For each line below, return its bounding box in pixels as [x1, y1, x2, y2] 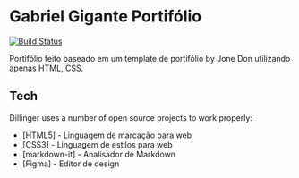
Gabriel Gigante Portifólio [9, 6, 202, 27]
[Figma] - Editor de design [21, 158, 120, 169]
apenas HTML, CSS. [9, 63, 84, 73]
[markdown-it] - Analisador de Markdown [21, 148, 176, 159]
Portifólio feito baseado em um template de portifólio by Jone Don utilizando [9, 53, 291, 64]
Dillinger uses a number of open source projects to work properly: [9, 112, 253, 123]
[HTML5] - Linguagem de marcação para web [21, 130, 192, 140]
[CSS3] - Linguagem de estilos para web [21, 139, 173, 149]
